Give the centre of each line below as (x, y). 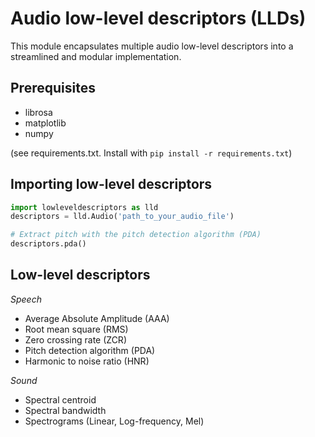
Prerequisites (53, 88)
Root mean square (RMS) (76, 329)
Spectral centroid (60, 399)
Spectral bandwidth (65, 410)
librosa (38, 112)
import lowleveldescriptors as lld (84, 207)
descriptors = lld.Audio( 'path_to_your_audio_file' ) (122, 217)
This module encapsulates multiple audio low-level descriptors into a (152, 46)
